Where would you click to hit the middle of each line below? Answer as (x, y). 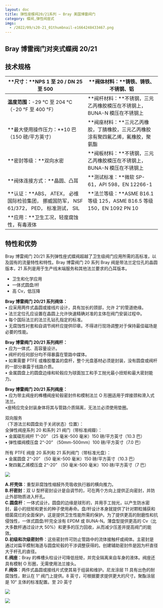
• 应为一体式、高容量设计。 (32, 348)
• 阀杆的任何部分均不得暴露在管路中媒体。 (47, 355)
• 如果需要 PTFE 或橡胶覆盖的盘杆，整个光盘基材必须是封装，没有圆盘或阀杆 (81, 361)
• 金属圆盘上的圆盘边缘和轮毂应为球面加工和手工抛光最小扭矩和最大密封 (77, 373)
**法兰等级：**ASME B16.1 (121, 194)
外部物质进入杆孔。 (28, 497)
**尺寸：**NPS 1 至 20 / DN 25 (45, 82)
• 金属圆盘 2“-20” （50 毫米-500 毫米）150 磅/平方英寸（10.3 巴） (71, 459)
